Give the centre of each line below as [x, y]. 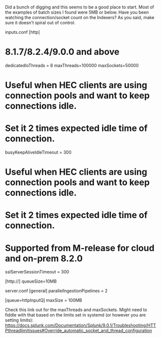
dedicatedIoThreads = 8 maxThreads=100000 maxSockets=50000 [72, 65]
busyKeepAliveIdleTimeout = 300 [38, 152]
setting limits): [19, 320]
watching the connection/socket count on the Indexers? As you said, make [80, 17]
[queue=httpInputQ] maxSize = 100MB [44, 300]
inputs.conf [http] [23, 32]
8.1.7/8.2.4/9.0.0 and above [62, 52]
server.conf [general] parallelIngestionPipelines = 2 [56, 291]
